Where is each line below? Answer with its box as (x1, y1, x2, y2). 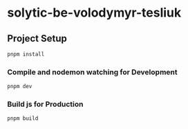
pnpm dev (7, 83, 32, 90)
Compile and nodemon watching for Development (7, 67, 178, 77)
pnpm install (7, 51, 45, 58)
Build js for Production (7, 99, 84, 109)
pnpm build (7, 115, 39, 122)
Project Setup (7, 33, 68, 44)
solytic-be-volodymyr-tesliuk (7, 5, 182, 21)
